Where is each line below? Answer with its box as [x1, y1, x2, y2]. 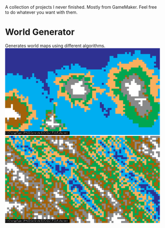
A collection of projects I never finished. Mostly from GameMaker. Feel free [5, 4, 157, 10]
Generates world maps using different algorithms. [5, 43, 106, 49]
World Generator [5, 26, 75, 38]
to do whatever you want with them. [5, 9, 78, 15]
